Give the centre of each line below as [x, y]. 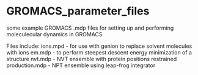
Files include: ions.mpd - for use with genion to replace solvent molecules [99, 46]
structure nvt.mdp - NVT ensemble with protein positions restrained [92, 59]
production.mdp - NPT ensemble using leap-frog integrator [81, 65]
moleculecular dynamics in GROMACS [54, 34]
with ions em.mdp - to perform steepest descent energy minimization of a [99, 52]
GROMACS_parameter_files [78, 11]
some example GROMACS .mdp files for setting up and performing [90, 28]
